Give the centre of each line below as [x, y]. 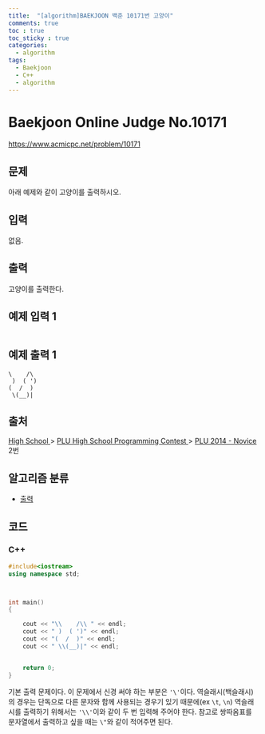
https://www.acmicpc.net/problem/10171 [75, 144]
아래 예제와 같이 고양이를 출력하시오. [65, 192]
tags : [17, 61]
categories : [28, 46]
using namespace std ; [44, 574]
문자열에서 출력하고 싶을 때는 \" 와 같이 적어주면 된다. [91, 721]
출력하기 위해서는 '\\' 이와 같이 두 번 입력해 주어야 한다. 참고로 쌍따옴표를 [138, 712]
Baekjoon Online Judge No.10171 [118, 122]
